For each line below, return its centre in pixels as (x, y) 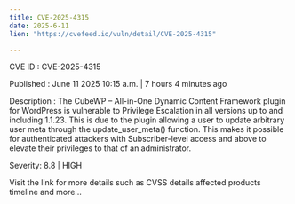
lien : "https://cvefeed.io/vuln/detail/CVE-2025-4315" (113, 34)
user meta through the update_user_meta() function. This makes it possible (147, 129)
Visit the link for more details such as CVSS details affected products (135, 183)
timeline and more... (46, 192)
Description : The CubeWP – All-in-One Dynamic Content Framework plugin (147, 101)
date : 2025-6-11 (39, 26)
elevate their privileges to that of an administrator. (100, 148)
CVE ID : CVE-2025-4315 (55, 67)
